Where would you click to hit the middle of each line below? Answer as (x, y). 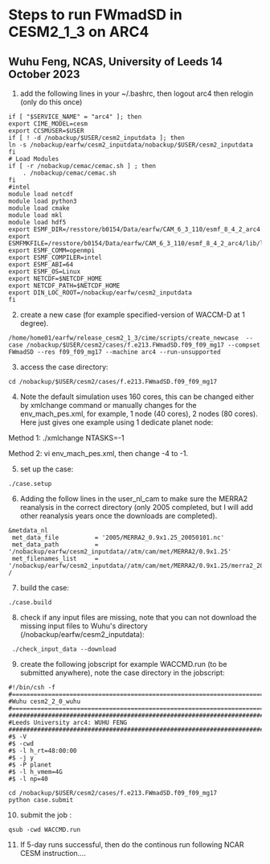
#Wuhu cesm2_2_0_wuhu (45, 701)
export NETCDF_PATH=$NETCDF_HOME (64, 286)
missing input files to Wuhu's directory (84, 626)
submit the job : (46, 815)
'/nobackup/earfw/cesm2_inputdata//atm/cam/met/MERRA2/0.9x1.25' (120, 552)
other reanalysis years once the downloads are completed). (119, 516)
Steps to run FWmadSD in (95, 15)
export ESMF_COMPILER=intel (55, 257)
